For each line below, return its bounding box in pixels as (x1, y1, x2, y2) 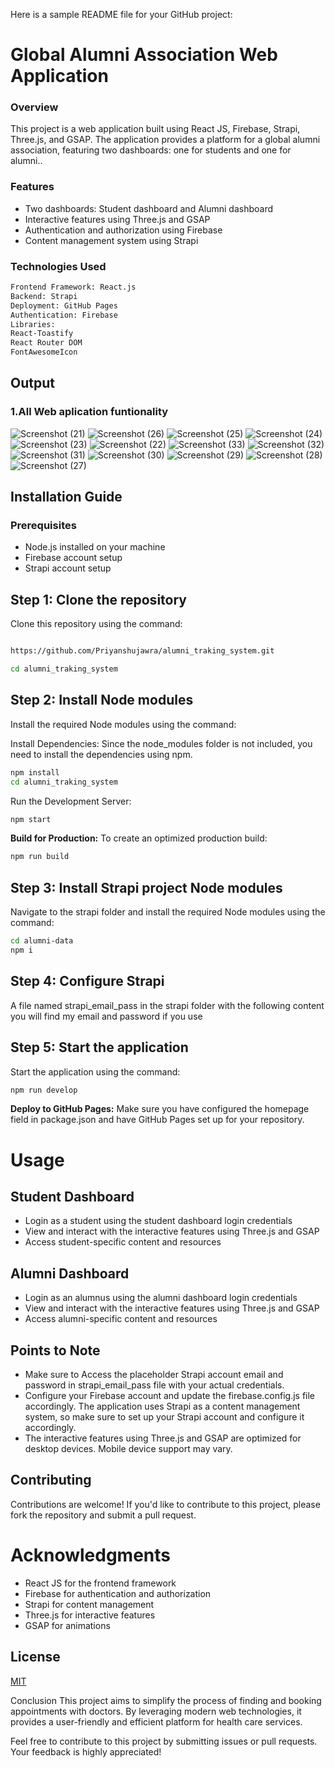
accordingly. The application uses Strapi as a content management (24, 1400, 301, 1413)
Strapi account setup (24, 562, 112, 574)
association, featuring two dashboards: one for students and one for (10, 144, 292, 156)
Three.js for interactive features (24, 1609, 156, 1621)
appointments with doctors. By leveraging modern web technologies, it (10, 1705, 302, 1717)
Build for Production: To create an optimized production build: (10, 832, 268, 844)
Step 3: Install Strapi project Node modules (10, 879, 283, 896)
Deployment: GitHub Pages (10, 300, 118, 311)
